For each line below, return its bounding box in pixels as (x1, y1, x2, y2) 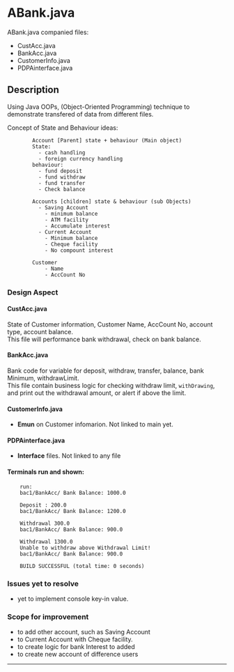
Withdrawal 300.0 (19, 520, 70, 527)
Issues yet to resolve (7, 578, 79, 588)
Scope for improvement (7, 612, 89, 622)
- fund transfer (38, 179, 86, 186)
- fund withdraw (38, 173, 86, 181)
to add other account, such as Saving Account (17, 628, 151, 636)
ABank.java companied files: (7, 28, 89, 36)
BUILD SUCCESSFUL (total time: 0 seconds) (19, 562, 145, 569)
